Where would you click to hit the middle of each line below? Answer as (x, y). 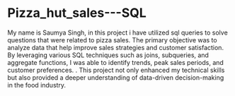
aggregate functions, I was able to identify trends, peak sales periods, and (116, 62)
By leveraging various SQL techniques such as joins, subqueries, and (108, 55)
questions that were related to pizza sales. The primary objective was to (112, 40)
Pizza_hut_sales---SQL (77, 13)
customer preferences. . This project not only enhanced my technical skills (116, 70)
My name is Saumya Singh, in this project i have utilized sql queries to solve (117, 32)
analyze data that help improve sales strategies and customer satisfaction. (116, 47)
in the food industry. (36, 85)
